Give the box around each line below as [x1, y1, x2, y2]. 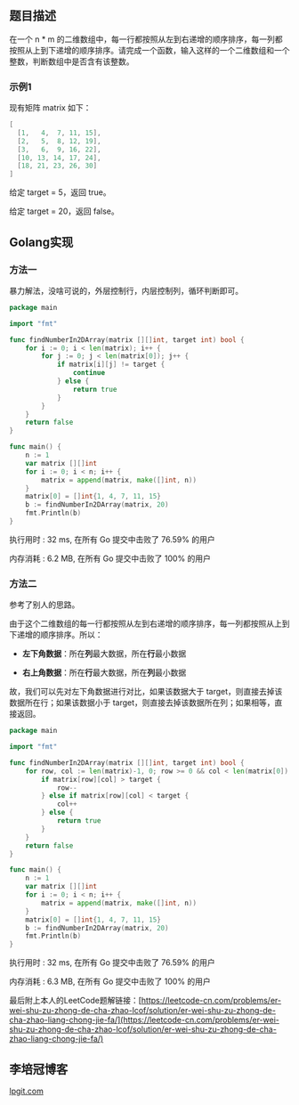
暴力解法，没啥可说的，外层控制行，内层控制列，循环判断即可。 [9, 285, 243, 296]
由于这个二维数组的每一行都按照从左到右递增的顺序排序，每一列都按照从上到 [9, 618, 290, 630]
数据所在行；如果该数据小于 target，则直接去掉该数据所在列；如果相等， [9, 697, 275, 708]
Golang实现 [9, 234, 74, 249]
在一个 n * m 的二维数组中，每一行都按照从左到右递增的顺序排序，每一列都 [9, 34, 283, 45]
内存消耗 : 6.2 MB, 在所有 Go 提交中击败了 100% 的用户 [9, 553, 212, 564]
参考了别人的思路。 [9, 599, 80, 610]
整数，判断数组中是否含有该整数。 [9, 56, 134, 67]
